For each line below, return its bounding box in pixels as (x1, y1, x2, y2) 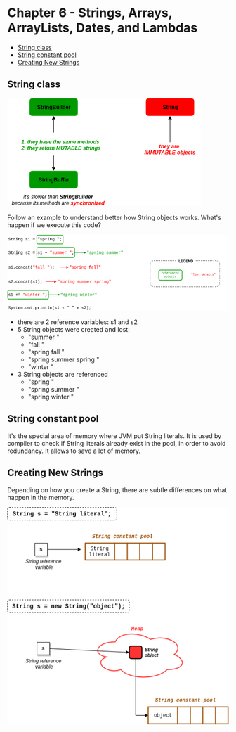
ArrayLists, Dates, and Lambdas (7, 20, 198, 36)
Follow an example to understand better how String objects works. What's (7, 213, 221, 221)
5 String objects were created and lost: (17, 326, 130, 334)
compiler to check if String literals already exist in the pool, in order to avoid (7, 439, 226, 447)
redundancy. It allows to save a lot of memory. (7, 447, 141, 455)
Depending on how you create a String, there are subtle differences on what (7, 485, 228, 494)
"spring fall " (27, 348, 65, 357)
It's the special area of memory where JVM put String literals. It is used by (7, 431, 222, 440)
